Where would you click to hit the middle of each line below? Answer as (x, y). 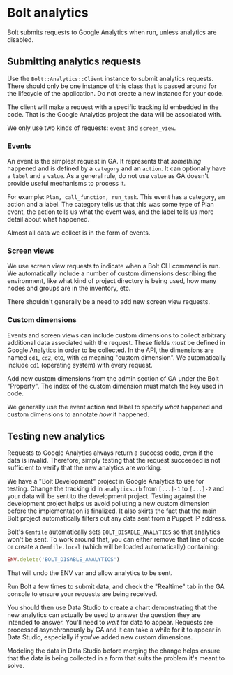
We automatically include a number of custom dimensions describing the (112, 273)
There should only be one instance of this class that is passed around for (112, 86)
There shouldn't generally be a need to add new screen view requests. (109, 302)
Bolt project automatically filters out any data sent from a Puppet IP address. (117, 518)
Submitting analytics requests (74, 62)
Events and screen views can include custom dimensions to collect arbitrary (117, 335)
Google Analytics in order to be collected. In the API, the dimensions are (111, 350)
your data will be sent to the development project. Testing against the (107, 496)
